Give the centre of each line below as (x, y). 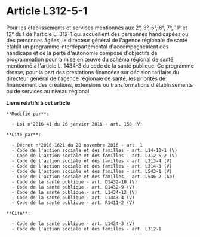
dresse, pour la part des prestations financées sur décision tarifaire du (93, 72)
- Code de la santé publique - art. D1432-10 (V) (74, 182)
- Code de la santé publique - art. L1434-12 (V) (74, 192)
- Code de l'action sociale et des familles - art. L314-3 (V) (92, 166)
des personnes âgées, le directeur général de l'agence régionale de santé (97, 40)
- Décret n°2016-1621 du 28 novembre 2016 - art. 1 (77, 145)
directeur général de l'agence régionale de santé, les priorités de (86, 78)
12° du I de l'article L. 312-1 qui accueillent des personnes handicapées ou (97, 34)
